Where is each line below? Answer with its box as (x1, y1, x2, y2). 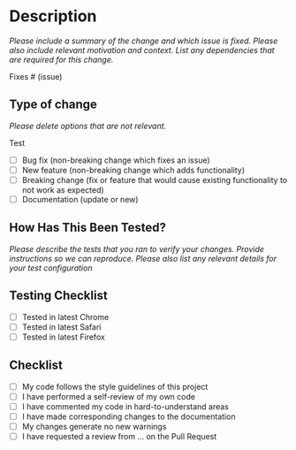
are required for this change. (9, 54, 114, 65)
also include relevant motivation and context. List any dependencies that (9, 44, 276, 55)
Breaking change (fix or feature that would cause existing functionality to (21, 174, 288, 185)
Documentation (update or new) (21, 194, 139, 204)
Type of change (9, 97, 97, 112)
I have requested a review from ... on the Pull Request (21, 431, 217, 441)
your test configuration (9, 263, 93, 273)
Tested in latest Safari (21, 321, 102, 332)
